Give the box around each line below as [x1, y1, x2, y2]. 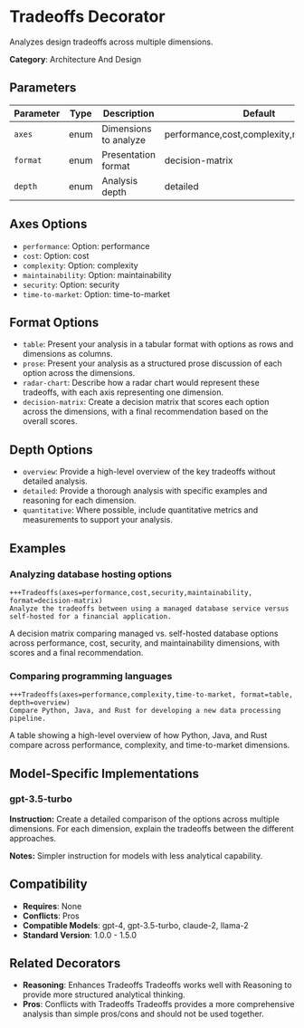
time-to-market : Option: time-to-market [22, 288, 170, 300]
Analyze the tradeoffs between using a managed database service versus [9, 604, 290, 613]
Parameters [9, 80, 77, 96]
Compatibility [9, 877, 88, 892]
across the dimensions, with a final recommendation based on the [22, 406, 269, 418]
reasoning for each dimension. [22, 495, 138, 506]
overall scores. [22, 416, 78, 427]
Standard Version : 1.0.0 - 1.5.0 [22, 929, 138, 940]
